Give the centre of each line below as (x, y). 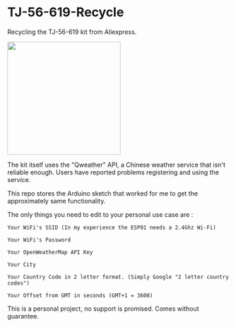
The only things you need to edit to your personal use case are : (100, 214)
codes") (19, 283)
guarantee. (23, 316)
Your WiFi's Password (39, 240)
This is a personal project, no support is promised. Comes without (103, 309)
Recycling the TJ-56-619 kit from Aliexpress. (72, 32)
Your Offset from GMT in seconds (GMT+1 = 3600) (80, 295)
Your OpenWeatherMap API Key (50, 252)
